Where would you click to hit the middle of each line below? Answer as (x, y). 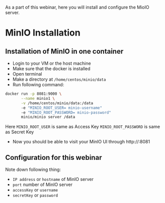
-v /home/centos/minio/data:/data (57, 103)
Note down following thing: (33, 169)
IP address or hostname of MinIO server (53, 179)
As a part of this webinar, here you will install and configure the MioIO (77, 7)
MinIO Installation (43, 33)
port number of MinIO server (43, 184)
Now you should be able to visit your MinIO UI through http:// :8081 (81, 142)
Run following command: (38, 84)
